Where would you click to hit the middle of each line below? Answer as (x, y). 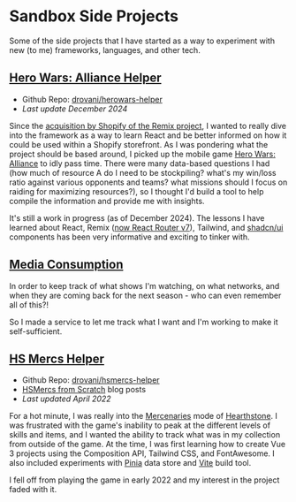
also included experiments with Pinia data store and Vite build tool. (130, 463)
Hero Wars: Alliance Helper (85, 78)
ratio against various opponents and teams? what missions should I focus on (148, 182)
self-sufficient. (36, 331)
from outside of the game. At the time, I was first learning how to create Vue (147, 445)
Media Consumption (66, 265)
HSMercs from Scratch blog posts (84, 390)
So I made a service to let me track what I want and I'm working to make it (144, 322)
